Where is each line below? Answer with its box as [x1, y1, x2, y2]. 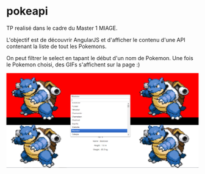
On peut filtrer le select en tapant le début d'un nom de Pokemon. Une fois [6, 54, 193, 61]
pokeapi [6, 4, 48, 18]
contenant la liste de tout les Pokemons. [6, 43, 107, 50]
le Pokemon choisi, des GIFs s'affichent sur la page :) [6, 61, 140, 68]
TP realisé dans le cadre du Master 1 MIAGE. [6, 24, 118, 32]
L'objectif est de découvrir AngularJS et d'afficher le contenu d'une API [6, 36, 185, 43]
